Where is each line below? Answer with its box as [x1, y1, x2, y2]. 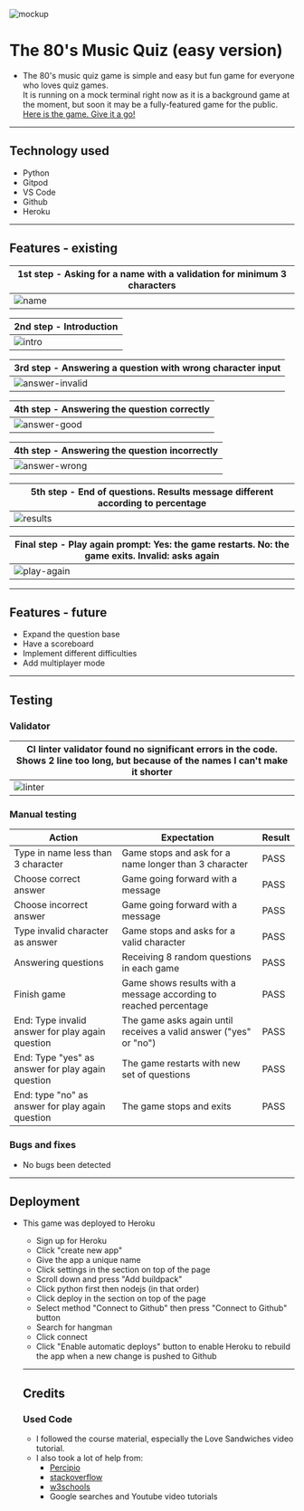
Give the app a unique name [35, 1255, 142, 1266]
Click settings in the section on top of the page [35, 1264, 211, 1276]
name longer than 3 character [121, 858, 249, 871]
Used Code [22, 1412, 73, 1425]
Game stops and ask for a [121, 846, 231, 859]
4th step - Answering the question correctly [14, 403, 211, 416]
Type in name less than [14, 846, 112, 859]
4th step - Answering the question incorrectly [14, 444, 219, 456]
